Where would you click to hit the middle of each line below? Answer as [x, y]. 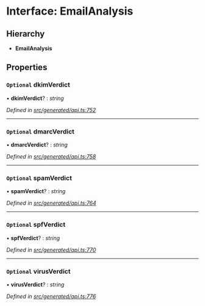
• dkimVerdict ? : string [35, 98]
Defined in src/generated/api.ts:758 [51, 156]
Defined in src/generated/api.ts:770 [51, 250]
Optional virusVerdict [38, 271]
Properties [27, 67]
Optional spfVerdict [36, 225]
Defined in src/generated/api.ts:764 [51, 203]
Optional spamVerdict [39, 178]
